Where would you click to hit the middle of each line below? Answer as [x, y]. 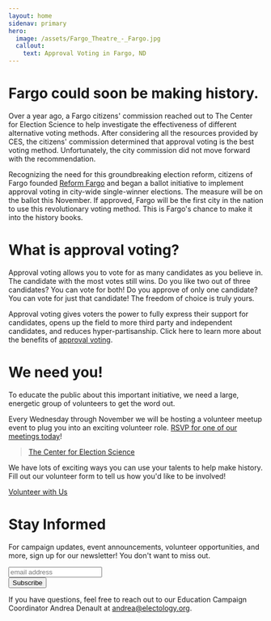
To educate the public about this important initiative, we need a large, [124, 395]
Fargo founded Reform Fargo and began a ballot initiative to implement [126, 183]
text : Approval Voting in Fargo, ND [85, 53]
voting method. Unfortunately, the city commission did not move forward [129, 150]
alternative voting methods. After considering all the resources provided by [133, 133]
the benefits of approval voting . [61, 340]
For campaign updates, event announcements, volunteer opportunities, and [134, 547]
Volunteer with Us [38, 492]
